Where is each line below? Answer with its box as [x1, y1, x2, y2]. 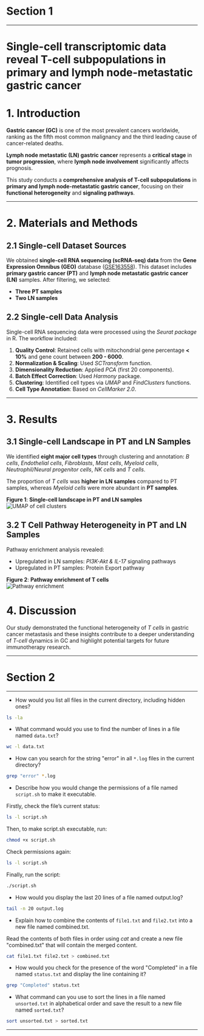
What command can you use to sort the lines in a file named [15, 993, 166, 1001]
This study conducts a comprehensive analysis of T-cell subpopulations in [6, 176, 197, 184]
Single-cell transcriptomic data [6, 40, 167, 54]
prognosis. [6, 165, 33, 172]
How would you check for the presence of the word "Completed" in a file [15, 964, 198, 971]
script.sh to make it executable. [15, 791, 97, 798]
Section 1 [6, 4, 53, 18]
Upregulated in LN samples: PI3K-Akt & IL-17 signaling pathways [15, 557, 176, 565]
